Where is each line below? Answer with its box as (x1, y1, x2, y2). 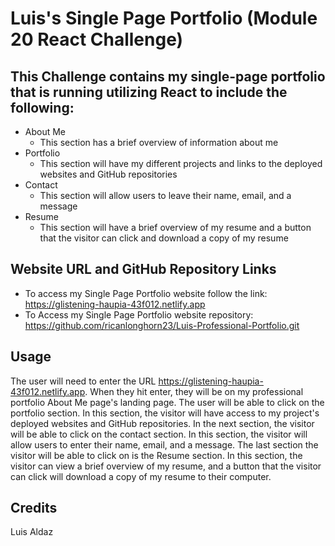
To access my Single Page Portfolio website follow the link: (24, 287, 268, 299)
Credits (10, 500, 58, 517)
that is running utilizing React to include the (10, 83, 288, 101)
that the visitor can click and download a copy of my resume (39, 232, 289, 244)
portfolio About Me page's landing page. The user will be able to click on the (10, 396, 325, 408)
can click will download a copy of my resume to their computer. (10, 470, 272, 482)
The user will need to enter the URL (10, 375, 157, 387)
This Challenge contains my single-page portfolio (10, 68, 326, 85)
